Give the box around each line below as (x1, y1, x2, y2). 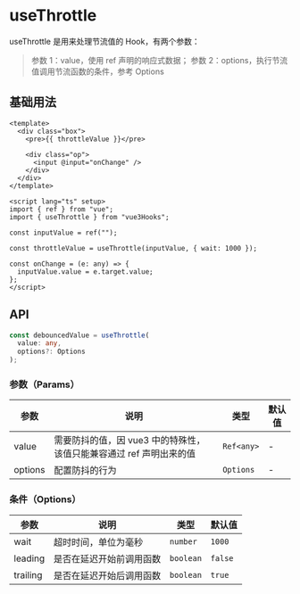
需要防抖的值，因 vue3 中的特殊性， (54, 434, 205, 447)
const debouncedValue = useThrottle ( (9, 331, 150, 340)
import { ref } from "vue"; (9, 204, 114, 214)
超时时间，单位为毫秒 (53, 536, 144, 549)
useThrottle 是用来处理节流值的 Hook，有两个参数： (9, 36, 200, 46)
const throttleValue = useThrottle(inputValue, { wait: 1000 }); (9, 243, 257, 252)
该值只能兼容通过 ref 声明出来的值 (54, 448, 196, 460)
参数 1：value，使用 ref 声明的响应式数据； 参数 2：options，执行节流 (30, 54, 288, 65)
